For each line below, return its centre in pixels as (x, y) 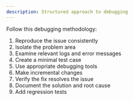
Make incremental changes (49, 72)
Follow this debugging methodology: (52, 29)
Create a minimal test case (48, 60)
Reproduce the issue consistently (56, 40)
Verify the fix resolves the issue (54, 79)
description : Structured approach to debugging (67, 12)
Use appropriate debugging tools (56, 66)
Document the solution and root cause (62, 85)
